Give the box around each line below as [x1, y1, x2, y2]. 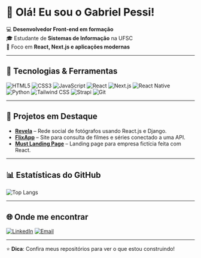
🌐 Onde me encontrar [6, 212, 89, 222]
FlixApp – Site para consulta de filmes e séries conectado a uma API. [14, 133, 185, 141]
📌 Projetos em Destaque [6, 111, 98, 122]
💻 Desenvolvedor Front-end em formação [6, 25, 114, 32]
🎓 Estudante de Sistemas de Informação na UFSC [6, 34, 133, 41]
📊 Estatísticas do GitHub [6, 170, 101, 180]
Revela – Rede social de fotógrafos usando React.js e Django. [14, 127, 167, 134]
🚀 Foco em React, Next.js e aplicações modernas [6, 43, 130, 50]
